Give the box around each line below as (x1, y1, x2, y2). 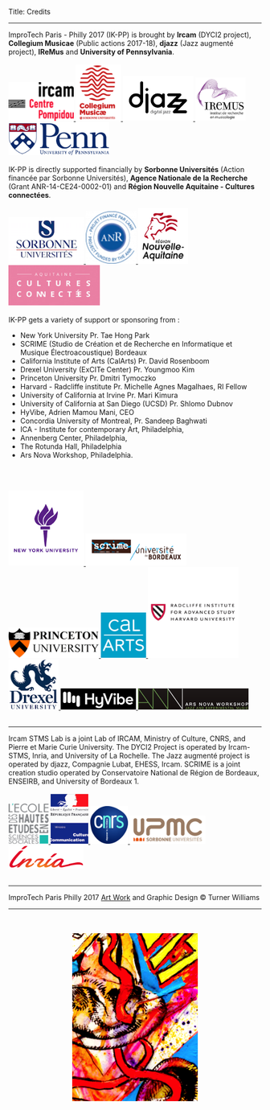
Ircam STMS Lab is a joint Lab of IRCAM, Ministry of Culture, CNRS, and (8, 734, 247, 743)
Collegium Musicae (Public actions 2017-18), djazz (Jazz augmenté (8, 39, 234, 47)
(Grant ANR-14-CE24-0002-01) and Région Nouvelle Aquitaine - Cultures (8, 182, 256, 191)
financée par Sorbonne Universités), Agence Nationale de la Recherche (8, 173, 248, 183)
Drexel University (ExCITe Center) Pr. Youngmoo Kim (19, 364, 195, 374)
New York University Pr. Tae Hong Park (19, 330, 150, 340)
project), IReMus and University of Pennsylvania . (8, 47, 174, 56)
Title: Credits (8, 7, 51, 16)
